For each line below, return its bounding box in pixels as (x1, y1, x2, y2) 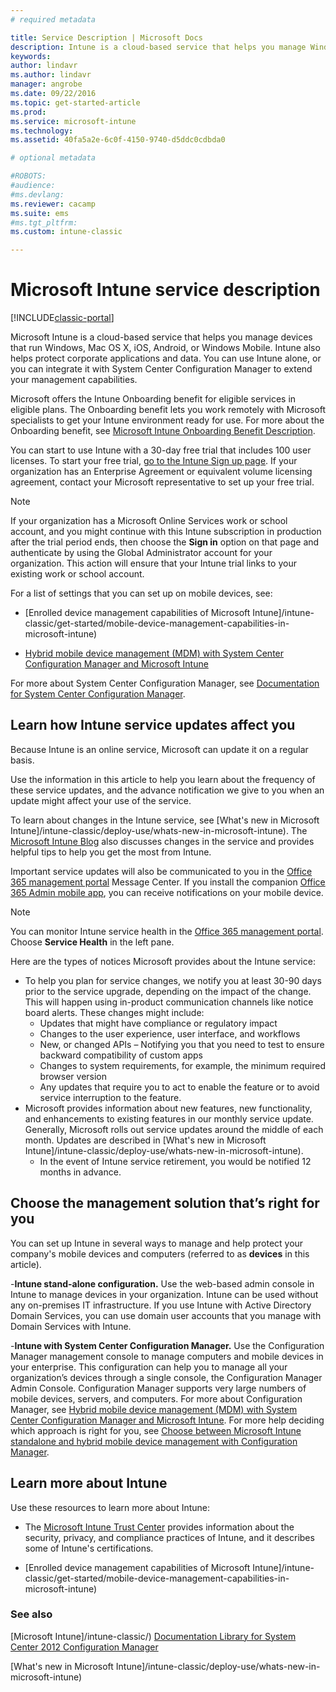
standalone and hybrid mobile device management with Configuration (10, 1435, 298, 1447)
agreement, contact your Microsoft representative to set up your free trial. (10, 476, 315, 488)
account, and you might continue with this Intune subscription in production (10, 526, 322, 538)
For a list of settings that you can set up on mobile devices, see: (10, 587, 273, 600)
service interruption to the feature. (39, 1091, 182, 1103)
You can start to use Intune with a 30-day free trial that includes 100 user (10, 444, 312, 456)
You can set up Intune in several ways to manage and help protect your (10, 1237, 304, 1249)
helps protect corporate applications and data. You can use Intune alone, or (10, 352, 322, 365)
